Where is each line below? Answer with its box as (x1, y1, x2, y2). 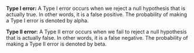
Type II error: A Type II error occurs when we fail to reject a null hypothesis (6, 28, 187, 35)
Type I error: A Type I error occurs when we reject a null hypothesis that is (6, 5, 186, 12)
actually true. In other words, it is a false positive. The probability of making (6, 11, 188, 18)
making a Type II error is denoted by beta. (6, 40, 107, 47)
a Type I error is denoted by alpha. (6, 17, 89, 24)
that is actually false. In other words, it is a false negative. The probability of (6, 35, 188, 41)
